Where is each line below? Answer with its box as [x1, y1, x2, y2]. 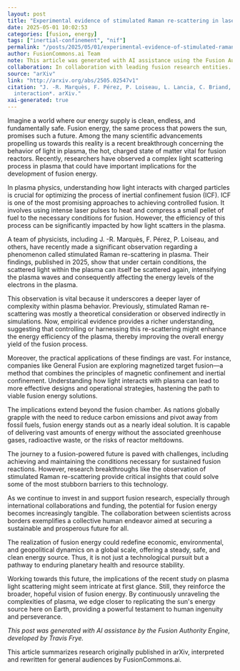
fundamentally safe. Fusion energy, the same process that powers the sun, [7, 124, 227, 132]
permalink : [7, 44, 40, 51]
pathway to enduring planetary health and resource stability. [7, 561, 185, 569]
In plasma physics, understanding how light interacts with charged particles [7, 183, 230, 191]
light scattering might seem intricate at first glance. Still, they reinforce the [7, 582, 226, 590]
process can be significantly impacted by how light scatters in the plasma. [7, 221, 226, 229]
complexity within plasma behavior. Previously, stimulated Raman [7, 302, 199, 311]
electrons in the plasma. [7, 281, 79, 289]
